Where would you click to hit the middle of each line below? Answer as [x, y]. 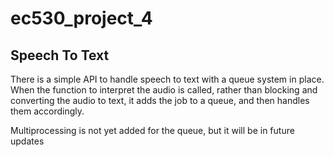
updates [27, 141]
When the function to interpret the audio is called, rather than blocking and [164, 90]
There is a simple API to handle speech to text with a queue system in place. [167, 79]
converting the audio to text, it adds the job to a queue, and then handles [160, 100]
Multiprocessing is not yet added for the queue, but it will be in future [152, 130]
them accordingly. [47, 111]
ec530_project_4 [81, 18]
